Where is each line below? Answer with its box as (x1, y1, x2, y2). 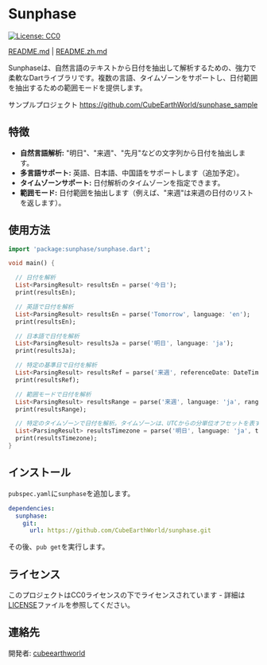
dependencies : (8, 504, 56, 512)
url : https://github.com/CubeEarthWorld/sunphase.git (29, 526, 212, 534)
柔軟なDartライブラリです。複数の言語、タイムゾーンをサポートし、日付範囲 (8, 72, 258, 82)
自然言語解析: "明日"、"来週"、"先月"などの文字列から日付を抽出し (19, 148, 239, 158)
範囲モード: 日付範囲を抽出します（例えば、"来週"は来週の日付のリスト (19, 188, 254, 198)
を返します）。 (19, 198, 66, 207)
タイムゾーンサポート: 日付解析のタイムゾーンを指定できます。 (19, 178, 225, 187)
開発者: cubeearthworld (8, 648, 86, 658)
